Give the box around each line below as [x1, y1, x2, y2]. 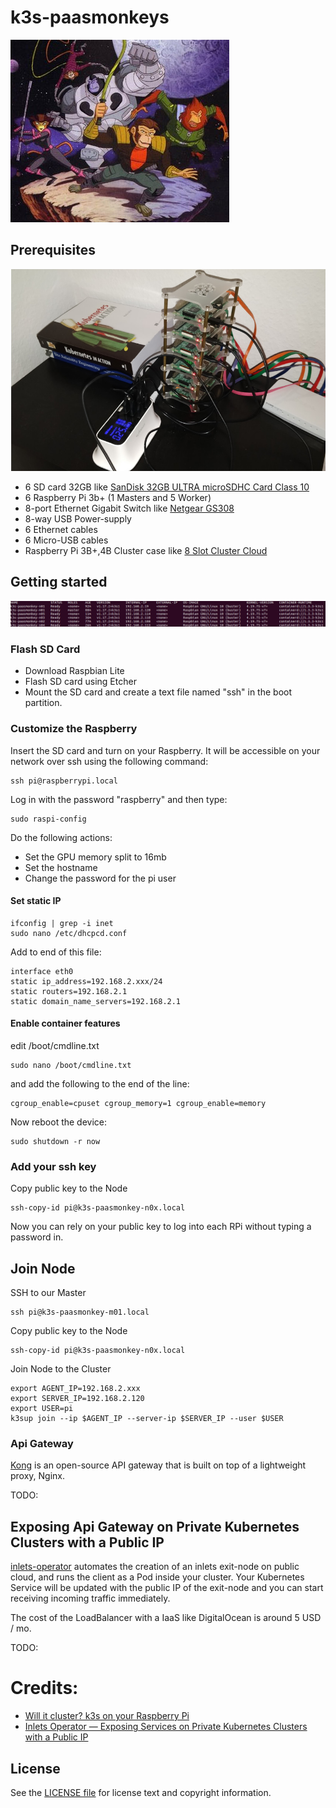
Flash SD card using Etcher [24, 676, 137, 688]
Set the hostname [24, 861, 98, 873]
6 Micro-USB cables [24, 534, 109, 546]
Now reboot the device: [10, 1116, 108, 1128]
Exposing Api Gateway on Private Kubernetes [10, 1518, 300, 1535]
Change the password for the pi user [24, 872, 177, 884]
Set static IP [10, 895, 62, 907]
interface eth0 [10, 966, 74, 976]
